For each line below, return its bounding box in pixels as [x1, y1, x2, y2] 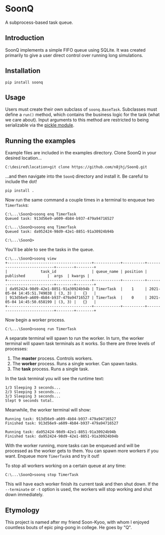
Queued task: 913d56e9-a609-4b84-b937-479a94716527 [5, 216, 114, 221]
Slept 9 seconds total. [5, 398, 55, 403]
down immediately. [5, 492, 44, 498]
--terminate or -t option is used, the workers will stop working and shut [5, 486, 152, 492]
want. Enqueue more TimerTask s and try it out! [5, 453, 100, 459]
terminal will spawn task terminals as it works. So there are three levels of [5, 340, 155, 346]
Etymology [5, 506, 40, 514]
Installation [5, 67, 41, 75]
